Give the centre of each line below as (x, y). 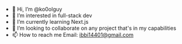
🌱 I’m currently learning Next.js (50, 22)
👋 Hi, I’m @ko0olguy (37, 9)
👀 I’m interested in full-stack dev (52, 15)
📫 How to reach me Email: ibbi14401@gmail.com (73, 35)
